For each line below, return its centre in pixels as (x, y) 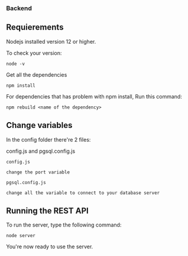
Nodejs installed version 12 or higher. (51, 41)
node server (21, 236)
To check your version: (34, 53)
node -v (16, 64)
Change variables (39, 125)
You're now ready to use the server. (50, 247)
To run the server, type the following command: (64, 225)
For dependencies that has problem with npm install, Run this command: (94, 96)
